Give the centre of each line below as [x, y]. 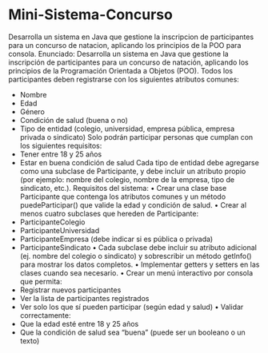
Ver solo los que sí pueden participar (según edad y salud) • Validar [132, 307]
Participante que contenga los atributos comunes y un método [123, 196]
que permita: [41, 281]
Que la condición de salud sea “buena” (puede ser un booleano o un [132, 332]
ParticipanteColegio [52, 222]
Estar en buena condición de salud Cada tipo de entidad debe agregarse [140, 162]
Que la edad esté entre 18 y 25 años [79, 323]
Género [32, 111]
